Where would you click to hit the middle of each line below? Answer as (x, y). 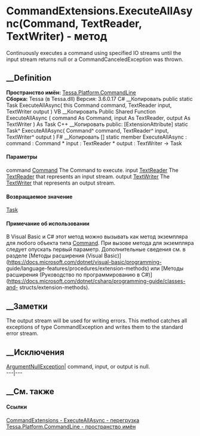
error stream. (22, 333)
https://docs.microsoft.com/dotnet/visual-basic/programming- (85, 262)
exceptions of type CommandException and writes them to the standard (95, 327)
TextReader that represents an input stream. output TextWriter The (88, 176)
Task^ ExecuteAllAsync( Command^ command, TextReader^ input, (87, 130)
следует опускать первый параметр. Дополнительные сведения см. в (96, 250)
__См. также (30, 392)
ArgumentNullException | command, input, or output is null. (78, 366)
